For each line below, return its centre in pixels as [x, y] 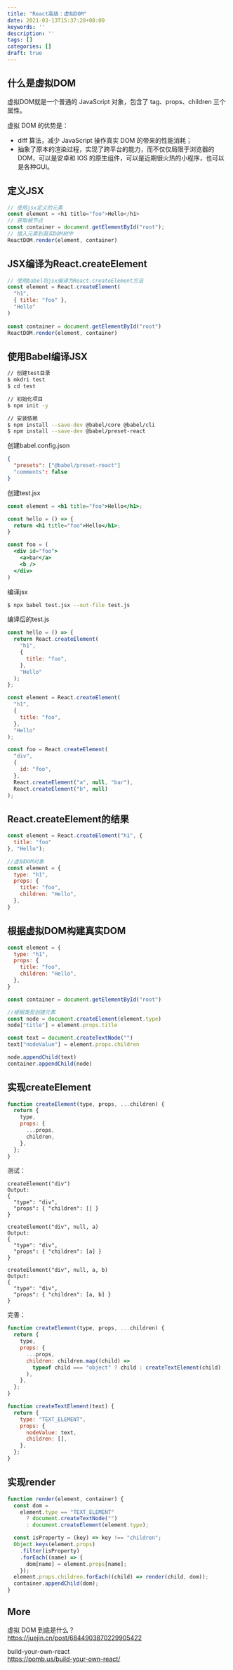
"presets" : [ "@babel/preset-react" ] [67, 466]
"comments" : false [41, 472]
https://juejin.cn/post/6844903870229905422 [75, 1638]
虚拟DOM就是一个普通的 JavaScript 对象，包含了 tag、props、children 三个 [116, 101]
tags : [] [20, 40]
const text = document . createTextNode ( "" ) [70, 1038]
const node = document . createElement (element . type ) [84, 1019]
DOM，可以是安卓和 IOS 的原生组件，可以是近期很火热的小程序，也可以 [121, 158]
